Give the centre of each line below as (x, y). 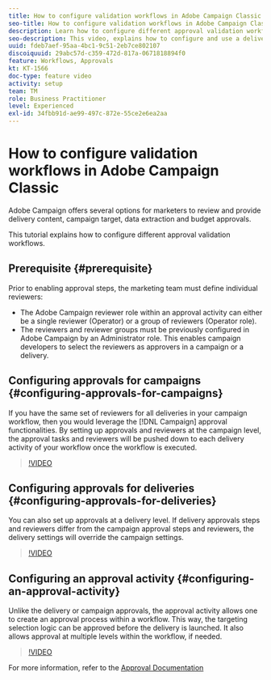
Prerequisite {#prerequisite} (81, 269)
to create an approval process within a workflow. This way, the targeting (128, 619)
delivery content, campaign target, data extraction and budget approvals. (130, 218)
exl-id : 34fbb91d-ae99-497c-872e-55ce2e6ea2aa (88, 114)
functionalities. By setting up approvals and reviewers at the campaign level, (135, 430)
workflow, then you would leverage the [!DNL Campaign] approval (118, 421)
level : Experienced (41, 106)
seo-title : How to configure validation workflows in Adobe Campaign (128, 23)
